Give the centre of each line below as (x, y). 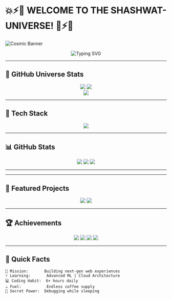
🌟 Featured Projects (37, 188)
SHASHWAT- (139, 11)
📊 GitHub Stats (30, 147)
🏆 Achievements (34, 223)
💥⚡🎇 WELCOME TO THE (57, 11)
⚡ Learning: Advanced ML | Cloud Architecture (63, 275)
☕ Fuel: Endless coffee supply (50, 286)
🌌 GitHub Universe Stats (45, 75)
